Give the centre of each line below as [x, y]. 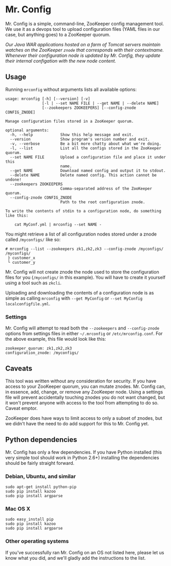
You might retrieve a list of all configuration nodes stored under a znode [81, 234]
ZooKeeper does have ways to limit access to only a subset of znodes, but [84, 418]
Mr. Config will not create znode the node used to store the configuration [82, 272]
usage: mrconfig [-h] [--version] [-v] [48, 99]
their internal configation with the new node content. [61, 61]
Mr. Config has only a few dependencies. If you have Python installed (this [84, 452]
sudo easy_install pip [29, 519]
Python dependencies [41, 440]
